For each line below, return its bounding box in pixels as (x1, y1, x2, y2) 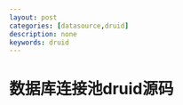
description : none (9, 29, 77, 38)
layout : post (9, 12, 58, 22)
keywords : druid (9, 37, 69, 47)
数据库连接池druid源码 (9, 79, 174, 99)
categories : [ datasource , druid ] (9, 21, 129, 30)
